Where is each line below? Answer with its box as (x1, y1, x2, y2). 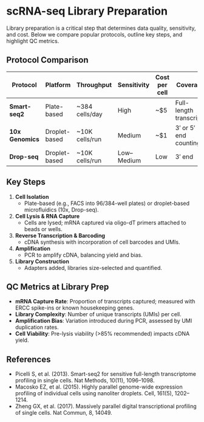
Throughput (76, 80, 112, 89)
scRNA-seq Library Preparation (6, 4, 168, 18)
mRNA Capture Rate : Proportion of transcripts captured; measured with (15, 298, 195, 305)
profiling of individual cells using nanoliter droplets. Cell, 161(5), (15, 390, 174, 397)
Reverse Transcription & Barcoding (15, 232, 105, 239)
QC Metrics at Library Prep (6, 282, 109, 292)
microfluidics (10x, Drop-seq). (24, 206, 99, 213)
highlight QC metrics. (6, 37, 59, 44)
